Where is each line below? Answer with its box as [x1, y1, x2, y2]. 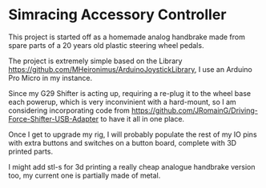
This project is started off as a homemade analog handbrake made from [8, 32, 246, 42]
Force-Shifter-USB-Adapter [8, 114, 99, 123]
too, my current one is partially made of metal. [8, 170, 161, 180]
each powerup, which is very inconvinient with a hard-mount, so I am [8, 97, 236, 106]
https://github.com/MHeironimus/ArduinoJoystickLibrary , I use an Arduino [8, 64, 252, 74]
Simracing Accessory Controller [8, 6, 227, 24]
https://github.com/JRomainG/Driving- [131, 106, 259, 115]
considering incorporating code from [8, 106, 131, 115]
